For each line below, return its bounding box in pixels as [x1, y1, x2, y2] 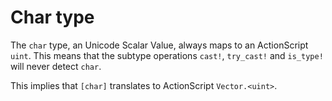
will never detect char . [10, 60, 102, 72]
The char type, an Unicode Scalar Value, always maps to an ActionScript [10, 39, 309, 51]
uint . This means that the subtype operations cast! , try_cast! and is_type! [10, 49, 324, 61]
